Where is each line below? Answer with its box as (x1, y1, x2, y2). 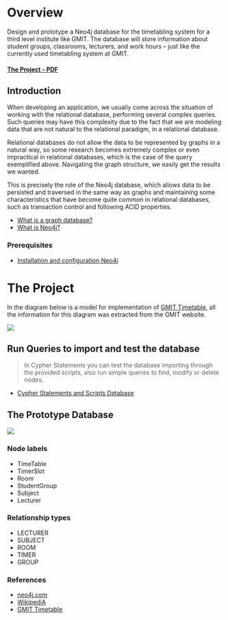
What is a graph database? (16, 216, 93, 225)
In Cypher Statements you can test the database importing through (23, 361, 213, 369)
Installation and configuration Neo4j (16, 256, 118, 264)
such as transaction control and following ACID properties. (7, 203, 173, 211)
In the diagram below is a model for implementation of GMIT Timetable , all (7, 303, 216, 311)
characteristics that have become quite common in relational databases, (7, 196, 211, 204)
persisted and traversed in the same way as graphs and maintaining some (7, 188, 216, 196)
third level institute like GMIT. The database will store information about (7, 34, 208, 43)
